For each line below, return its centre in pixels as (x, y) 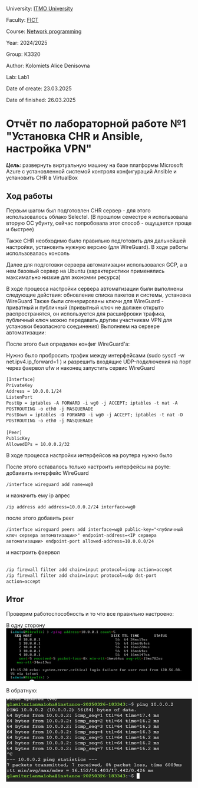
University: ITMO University (40, 9)
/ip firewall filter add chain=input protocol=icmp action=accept (89, 569)
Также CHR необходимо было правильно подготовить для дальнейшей (96, 241)
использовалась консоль (38, 253)
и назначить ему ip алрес (38, 495)
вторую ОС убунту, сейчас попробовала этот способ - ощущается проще (99, 223)
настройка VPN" (49, 149)
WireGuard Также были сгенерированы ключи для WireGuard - (85, 301)
